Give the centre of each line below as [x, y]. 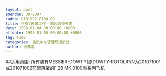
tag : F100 [16, 38]
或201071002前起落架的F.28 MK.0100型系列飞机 [55, 68]
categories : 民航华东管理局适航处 [37, 42]
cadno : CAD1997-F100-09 [30, 19]
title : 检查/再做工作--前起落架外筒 [39, 24]
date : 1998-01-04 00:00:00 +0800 [40, 28]
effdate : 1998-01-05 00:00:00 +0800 [44, 33]
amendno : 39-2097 [23, 14]
